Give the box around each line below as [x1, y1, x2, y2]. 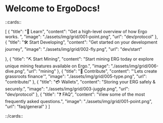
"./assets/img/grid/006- [111, 63, 159, 69]
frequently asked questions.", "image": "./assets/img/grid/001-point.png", [5, 98, 153, 104]
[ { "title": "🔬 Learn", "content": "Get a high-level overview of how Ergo [5, 28, 148, 34]
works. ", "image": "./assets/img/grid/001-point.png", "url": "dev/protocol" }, [5, 34, 158, 40]
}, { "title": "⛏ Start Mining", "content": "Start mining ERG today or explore [5, 56, 154, 61]
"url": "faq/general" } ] [5, 103, 50, 109]
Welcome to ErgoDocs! [5, 3, 100, 14]
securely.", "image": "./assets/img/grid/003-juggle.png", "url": [5, 86, 130, 92]
